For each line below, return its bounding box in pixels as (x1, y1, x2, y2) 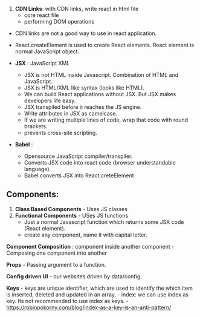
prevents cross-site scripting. (24, 129, 98, 136)
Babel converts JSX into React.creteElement (24, 172, 134, 179)
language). (24, 166, 51, 172)
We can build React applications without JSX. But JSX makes (24, 91, 176, 97)
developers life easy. (24, 97, 76, 104)
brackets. (24, 123, 48, 129)
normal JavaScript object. (15, 48, 80, 55)
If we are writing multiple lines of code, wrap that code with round (24, 116, 189, 123)
